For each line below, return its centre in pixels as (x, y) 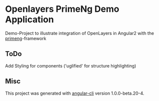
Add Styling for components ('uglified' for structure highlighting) (71, 66)
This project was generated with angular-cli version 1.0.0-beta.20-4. (75, 93)
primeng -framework (26, 38)
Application (29, 19)
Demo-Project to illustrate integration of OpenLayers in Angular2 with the (80, 33)
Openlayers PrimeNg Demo (62, 9)
